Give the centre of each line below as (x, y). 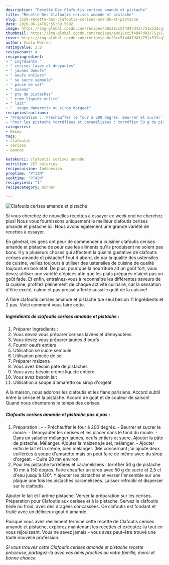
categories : (18, 127)
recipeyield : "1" (24, 183)
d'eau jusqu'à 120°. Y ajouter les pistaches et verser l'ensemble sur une (87, 475)
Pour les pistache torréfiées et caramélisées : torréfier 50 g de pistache (87, 464)
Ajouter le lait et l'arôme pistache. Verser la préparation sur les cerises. (79, 496)
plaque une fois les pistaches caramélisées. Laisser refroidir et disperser (88, 480)
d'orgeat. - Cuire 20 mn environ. (46, 459)
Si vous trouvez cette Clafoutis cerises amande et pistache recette (74, 547)
